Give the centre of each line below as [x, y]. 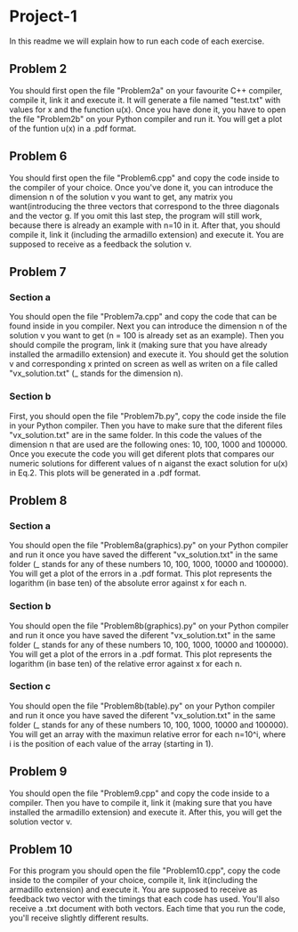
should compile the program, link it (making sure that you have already [138, 345]
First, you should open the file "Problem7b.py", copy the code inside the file [148, 416]
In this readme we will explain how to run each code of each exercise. [137, 41]
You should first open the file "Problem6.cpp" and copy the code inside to [145, 178]
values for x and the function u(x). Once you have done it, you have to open [148, 109]
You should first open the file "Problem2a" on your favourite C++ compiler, [146, 90]
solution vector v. [41, 822]
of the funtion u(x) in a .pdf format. [72, 128]
